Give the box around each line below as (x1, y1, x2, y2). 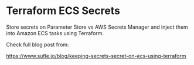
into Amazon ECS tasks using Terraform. (6, 29, 104, 36)
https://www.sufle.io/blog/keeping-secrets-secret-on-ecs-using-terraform (6, 52, 186, 59)
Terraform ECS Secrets (6, 4, 120, 18)
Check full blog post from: (6, 41, 69, 48)
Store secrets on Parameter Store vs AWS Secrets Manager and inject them (6, 23, 189, 30)
